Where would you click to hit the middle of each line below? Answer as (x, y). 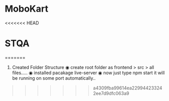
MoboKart (27, 9)
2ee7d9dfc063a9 (111, 93)
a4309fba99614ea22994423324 (128, 88)
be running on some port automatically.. (54, 78)
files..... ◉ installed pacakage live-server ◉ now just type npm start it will (88, 73)
